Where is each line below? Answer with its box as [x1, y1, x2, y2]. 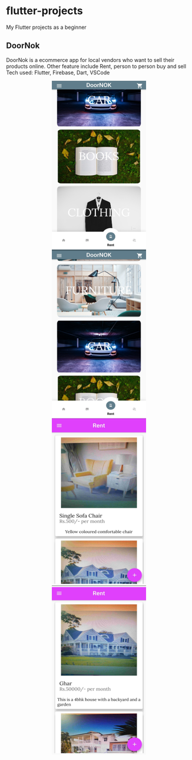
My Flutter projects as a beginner [6, 24, 87, 31]
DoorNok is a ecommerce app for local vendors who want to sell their [6, 56, 175, 63]
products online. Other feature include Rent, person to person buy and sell [6, 62, 187, 70]
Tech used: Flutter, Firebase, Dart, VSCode [6, 69, 110, 76]
